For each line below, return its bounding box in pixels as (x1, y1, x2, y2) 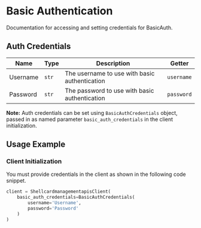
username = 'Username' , (28, 200, 82, 206)
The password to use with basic (65, 86, 154, 95)
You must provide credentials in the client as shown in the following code (6, 171, 187, 178)
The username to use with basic (65, 69, 155, 77)
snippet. (6, 177, 26, 184)
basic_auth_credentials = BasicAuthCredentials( (17, 194, 135, 200)
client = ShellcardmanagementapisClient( (6, 189, 111, 195)
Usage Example (6, 139, 66, 150)
